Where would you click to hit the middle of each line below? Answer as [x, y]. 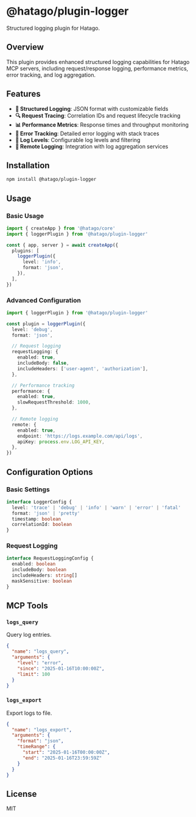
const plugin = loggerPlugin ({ [46, 324]
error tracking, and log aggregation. [51, 75]
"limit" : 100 [34, 674]
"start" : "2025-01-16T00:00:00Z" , [66, 752]
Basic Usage [25, 216]
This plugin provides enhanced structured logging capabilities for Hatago [98, 61]
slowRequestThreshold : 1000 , [54, 402]
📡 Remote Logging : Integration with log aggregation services [92, 146]
